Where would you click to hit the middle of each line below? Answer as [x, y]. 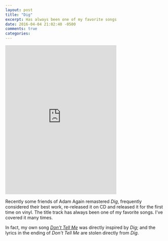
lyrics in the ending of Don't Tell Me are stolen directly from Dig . [72, 233]
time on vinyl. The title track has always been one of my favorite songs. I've [84, 212]
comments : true [21, 29]
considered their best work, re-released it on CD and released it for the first [84, 207]
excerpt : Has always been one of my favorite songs [61, 19]
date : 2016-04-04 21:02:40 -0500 [41, 24]
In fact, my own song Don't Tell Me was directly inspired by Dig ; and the [80, 227]
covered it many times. [29, 218]
